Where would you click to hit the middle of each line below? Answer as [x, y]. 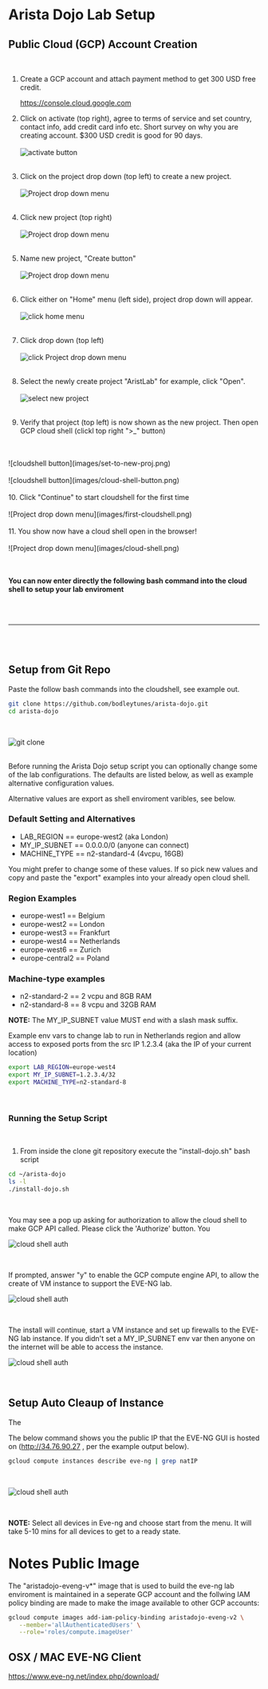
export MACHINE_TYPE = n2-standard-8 [67, 1082]
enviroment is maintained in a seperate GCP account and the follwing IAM [129, 1594]
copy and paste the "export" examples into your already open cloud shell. [129, 877]
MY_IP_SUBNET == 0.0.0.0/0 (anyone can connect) [104, 844]
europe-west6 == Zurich [60, 950]
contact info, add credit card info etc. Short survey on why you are [129, 127]
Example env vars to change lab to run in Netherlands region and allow [124, 1036]
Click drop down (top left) [62, 340]
